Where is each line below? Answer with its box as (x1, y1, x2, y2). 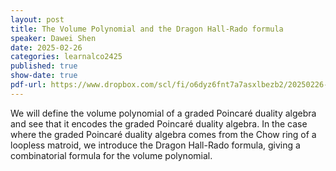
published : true (10, 61, 78, 71)
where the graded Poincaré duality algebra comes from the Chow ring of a (10, 128, 317, 140)
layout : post (10, 14, 65, 25)
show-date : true (10, 71, 78, 81)
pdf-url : (10, 80, 47, 90)
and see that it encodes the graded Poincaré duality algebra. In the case (10, 117, 308, 130)
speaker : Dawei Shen (10, 33, 97, 43)
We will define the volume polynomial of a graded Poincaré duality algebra (10, 107, 317, 119)
